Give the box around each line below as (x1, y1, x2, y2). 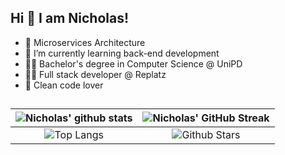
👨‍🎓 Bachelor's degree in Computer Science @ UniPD (24, 57, 243, 70)
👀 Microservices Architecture (24, 36, 146, 48)
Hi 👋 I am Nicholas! (10, 10, 130, 27)
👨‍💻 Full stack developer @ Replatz (24, 68, 167, 80)
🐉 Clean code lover (24, 79, 104, 91)
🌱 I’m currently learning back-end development (24, 47, 220, 59)
